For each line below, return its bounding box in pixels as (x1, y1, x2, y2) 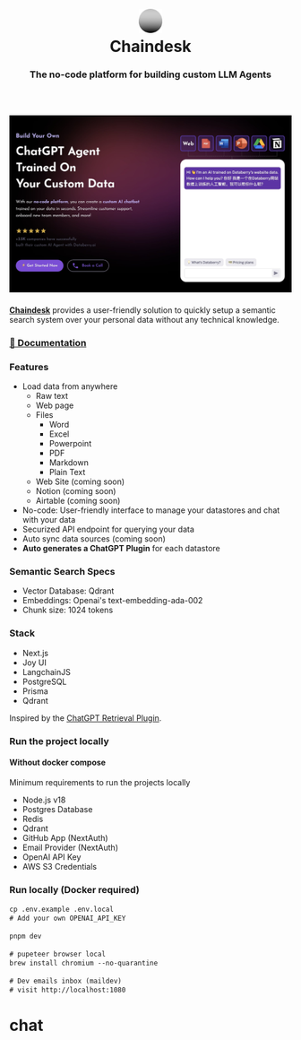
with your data (21, 515, 76, 525)
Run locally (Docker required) (9, 883, 141, 896)
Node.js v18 (21, 794, 66, 805)
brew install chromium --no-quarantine (9, 958, 159, 968)
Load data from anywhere (21, 381, 118, 392)
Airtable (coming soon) (35, 496, 121, 507)
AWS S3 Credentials (21, 861, 97, 871)
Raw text (35, 391, 69, 402)
